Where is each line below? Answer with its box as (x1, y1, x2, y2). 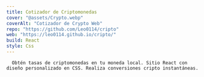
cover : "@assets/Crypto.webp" (6, 15, 84, 21)
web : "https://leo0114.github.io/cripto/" (6, 32, 116, 38)
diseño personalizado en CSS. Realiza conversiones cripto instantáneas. (6, 65, 199, 71)
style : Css (6, 43, 34, 50)
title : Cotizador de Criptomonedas (6, 9, 97, 15)
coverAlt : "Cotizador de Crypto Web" (6, 20, 103, 26)
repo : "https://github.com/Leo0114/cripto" (6, 26, 119, 32)
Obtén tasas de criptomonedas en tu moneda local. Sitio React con (12, 59, 188, 66)
